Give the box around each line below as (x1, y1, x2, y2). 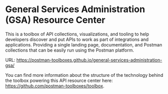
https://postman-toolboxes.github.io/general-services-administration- (16, 57, 162, 63)
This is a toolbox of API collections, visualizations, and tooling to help (5, 31, 149, 37)
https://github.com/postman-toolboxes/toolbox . (5, 82, 105, 89)
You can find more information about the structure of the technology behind (5, 72, 163, 78)
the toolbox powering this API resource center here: (5, 77, 113, 83)
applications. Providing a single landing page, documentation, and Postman (5, 41, 162, 48)
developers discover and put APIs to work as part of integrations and (5, 36, 149, 42)
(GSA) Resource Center (5, 14, 105, 26)
